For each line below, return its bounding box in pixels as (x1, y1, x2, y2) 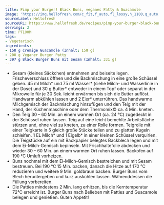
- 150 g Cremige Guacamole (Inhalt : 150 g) (5, 48, 95, 53)
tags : (5, 35, 16, 39)
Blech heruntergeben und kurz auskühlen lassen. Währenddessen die (12, 174, 152, 180)
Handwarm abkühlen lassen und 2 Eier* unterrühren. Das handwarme (12, 96, 152, 102)
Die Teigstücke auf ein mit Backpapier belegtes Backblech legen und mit (12, 137, 158, 144)
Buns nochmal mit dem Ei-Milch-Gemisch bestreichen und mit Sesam (12, 158, 152, 164)
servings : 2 (5, 25, 29, 30)
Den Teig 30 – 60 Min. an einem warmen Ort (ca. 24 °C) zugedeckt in (12, 112, 152, 117)
